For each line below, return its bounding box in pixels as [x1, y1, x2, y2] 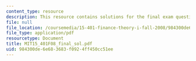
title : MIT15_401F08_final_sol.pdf [6, 41, 93, 47]
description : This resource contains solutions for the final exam [6, 14, 174, 20]
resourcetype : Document [6, 35, 64, 41]
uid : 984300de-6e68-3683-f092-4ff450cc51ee [6, 46, 114, 52]
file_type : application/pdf [6, 30, 75, 36]
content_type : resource [6, 8, 64, 15]
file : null [6, 19, 33, 25]
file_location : [6, 24, 43, 31]
